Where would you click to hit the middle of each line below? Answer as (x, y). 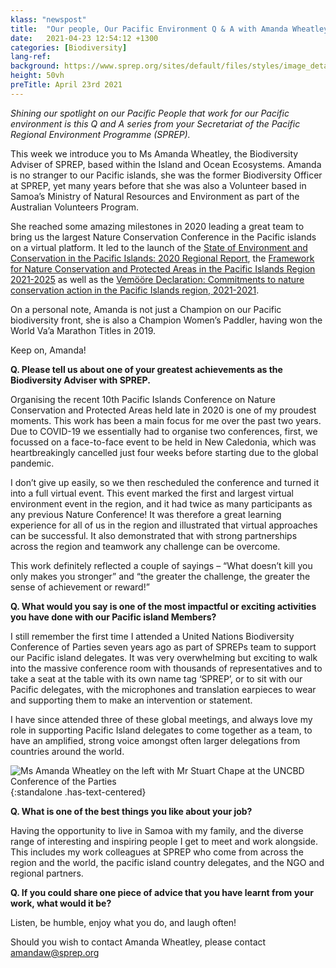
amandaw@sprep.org (55, 952)
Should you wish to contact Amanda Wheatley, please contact (138, 942)
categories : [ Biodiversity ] (69, 47)
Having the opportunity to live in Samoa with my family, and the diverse (157, 830)
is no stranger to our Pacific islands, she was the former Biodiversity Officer (166, 175)
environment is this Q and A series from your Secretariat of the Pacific (155, 123)
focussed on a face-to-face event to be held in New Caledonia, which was (163, 442)
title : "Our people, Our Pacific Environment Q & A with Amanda (149, 29)
